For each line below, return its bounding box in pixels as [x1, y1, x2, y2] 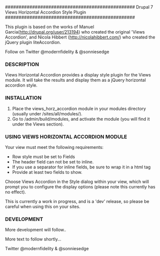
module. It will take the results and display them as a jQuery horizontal [5, 77, 146, 83]
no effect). [5, 189, 26, 195]
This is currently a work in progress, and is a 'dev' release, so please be [5, 198, 150, 204]
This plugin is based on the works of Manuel [5, 24, 94, 30]
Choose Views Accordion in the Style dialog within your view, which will [5, 179, 149, 184]
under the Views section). [12, 121, 64, 127]
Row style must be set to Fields [12, 153, 75, 160]
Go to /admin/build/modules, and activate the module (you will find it [12, 116, 150, 122]
